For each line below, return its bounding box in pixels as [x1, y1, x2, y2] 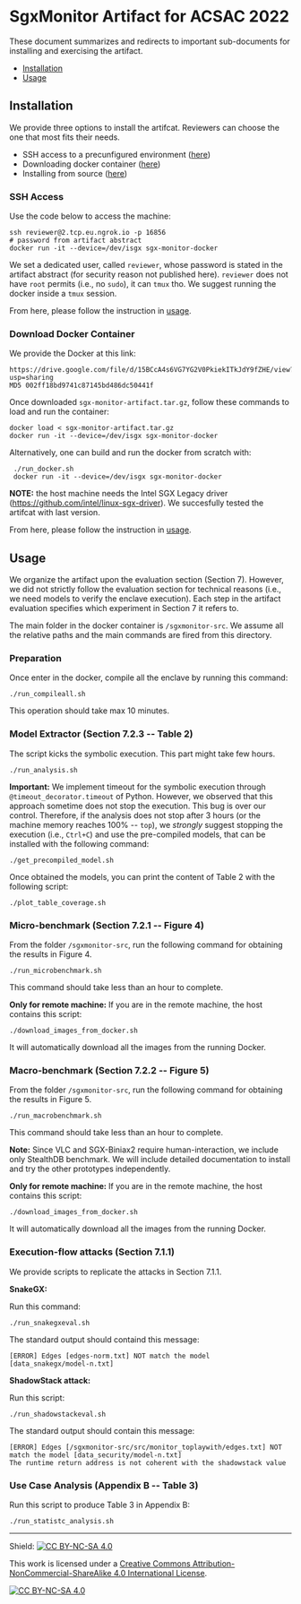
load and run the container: [9, 406, 109, 418]
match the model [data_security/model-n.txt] [9, 1450, 182, 1460]
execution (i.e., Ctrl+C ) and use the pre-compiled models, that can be [9, 829, 266, 840]
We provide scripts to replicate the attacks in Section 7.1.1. [9, 1266, 222, 1277]
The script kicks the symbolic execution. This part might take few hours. [9, 748, 276, 759]
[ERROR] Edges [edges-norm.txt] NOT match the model [9, 1351, 211, 1360]
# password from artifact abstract [9, 236, 142, 246]
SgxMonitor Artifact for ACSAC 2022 [9, 6, 289, 27]
